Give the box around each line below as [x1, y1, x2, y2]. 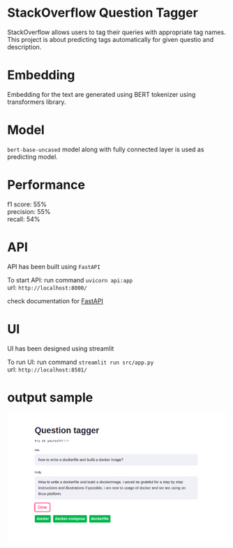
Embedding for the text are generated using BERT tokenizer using [7, 90, 196, 98]
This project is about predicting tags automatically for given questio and [7, 35, 214, 43]
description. [7, 43, 42, 51]
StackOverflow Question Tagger [7, 5, 199, 21]
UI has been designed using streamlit [7, 344, 114, 353]
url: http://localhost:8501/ [7, 365, 87, 374]
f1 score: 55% [7, 200, 47, 208]
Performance [7, 177, 86, 192]
